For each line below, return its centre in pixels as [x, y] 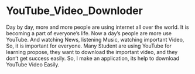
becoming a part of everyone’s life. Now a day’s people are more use [89, 33]
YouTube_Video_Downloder [75, 11]
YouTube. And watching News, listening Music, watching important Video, [95, 39]
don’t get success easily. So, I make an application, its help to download [93, 58]
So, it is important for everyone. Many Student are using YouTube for [89, 46]
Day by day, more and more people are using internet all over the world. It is [97, 27]
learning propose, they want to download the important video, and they [92, 52]
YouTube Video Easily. [33, 64]
